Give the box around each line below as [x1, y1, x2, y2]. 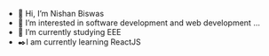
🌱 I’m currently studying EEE [17, 27, 122, 37]
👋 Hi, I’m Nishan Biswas [17, 9, 105, 18]
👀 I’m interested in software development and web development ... [17, 17, 260, 28]
